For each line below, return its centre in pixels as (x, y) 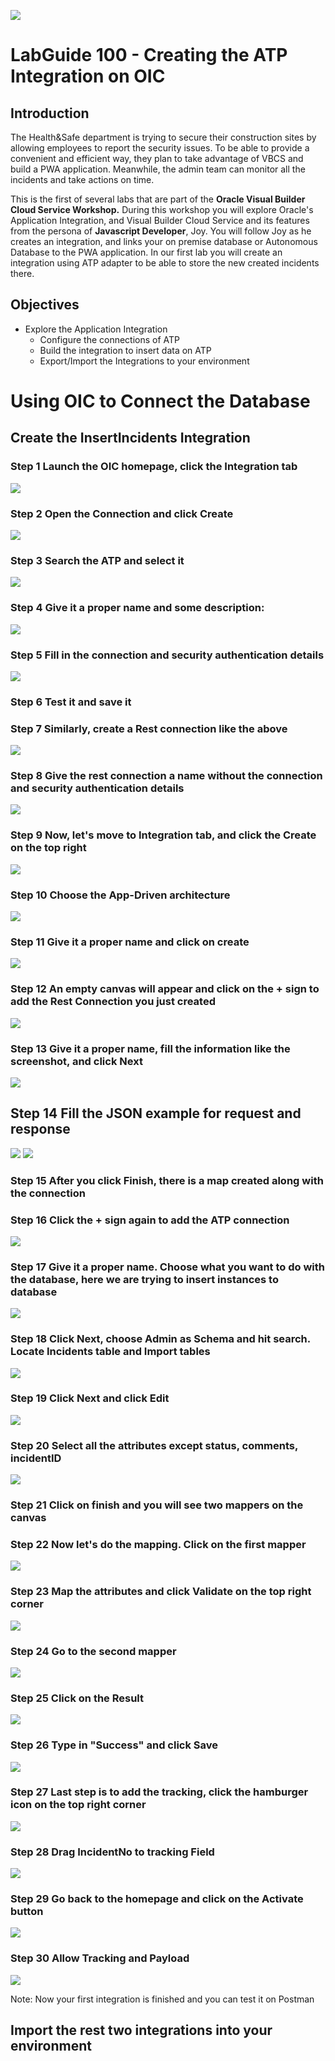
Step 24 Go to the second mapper (93, 1651)
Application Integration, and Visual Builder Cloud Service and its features (160, 220)
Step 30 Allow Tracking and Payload (100, 1958)
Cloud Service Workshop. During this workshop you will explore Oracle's (162, 209)
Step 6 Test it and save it (71, 702)
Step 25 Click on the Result (77, 1698)
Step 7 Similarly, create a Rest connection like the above (149, 728)
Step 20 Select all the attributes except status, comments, (154, 1445)
